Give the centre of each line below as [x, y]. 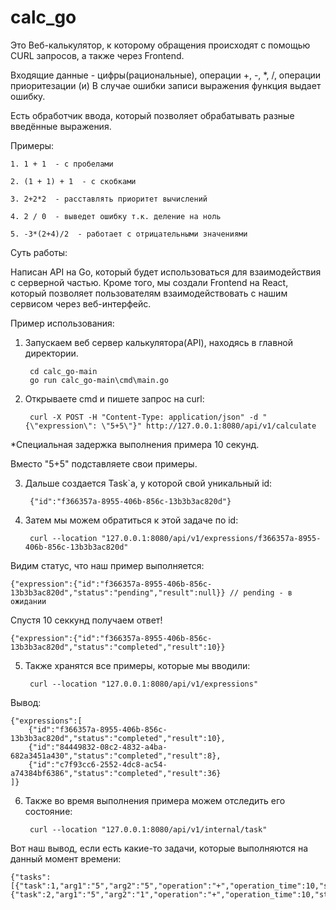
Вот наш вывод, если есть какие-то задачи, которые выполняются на [159, 848]
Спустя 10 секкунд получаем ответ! [86, 620]
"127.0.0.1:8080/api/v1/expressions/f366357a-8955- [211, 538]
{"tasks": [31, 877]
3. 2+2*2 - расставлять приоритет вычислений [109, 199]
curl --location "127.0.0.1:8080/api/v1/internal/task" [148, 829]
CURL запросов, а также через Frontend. [97, 55]
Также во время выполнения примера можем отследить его [155, 800]
